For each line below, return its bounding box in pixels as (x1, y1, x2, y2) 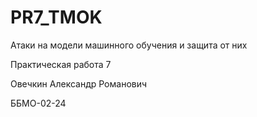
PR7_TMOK (10, 6, 103, 29)
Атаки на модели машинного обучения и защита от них (10, 39, 248, 51)
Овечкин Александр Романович (10, 77, 148, 90)
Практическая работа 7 (10, 58, 112, 70)
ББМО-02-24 (10, 97, 67, 109)
